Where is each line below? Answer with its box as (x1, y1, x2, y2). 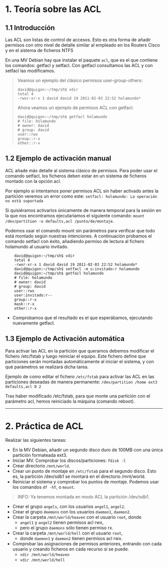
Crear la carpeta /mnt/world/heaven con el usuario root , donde (12, 514, 141, 520)
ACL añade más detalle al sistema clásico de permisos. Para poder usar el (5, 167, 157, 173)
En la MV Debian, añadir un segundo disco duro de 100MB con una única (12, 447, 163, 453)
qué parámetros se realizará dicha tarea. (5, 364, 89, 370)
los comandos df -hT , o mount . (12, 484, 75, 490)
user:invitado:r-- (14, 293, 52, 298)
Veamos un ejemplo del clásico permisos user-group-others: (17, 78, 143, 83)
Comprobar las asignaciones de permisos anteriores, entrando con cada (12, 540, 162, 546)
